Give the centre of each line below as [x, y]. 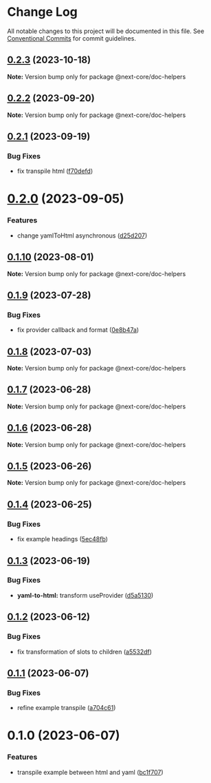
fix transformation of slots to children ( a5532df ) [85, 651]
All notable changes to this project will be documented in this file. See [106, 31]
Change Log [42, 12]
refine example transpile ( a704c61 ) [66, 708]
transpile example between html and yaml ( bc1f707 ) [90, 772]
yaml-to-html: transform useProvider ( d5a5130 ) [85, 595]
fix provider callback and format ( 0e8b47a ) [78, 330]
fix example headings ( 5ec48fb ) [63, 539]
